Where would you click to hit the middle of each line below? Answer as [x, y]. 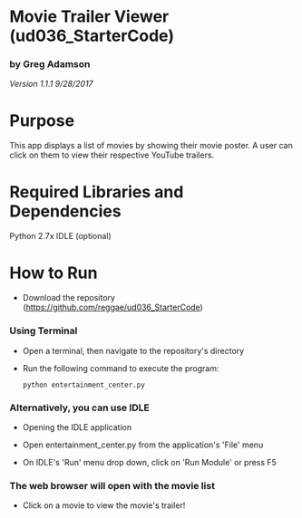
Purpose [42, 120]
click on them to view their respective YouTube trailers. [112, 155]
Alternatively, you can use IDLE [79, 408]
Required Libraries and [97, 192]
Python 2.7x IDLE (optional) [60, 236]
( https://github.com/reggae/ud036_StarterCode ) [113, 307]
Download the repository [69, 298]
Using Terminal [44, 331]
